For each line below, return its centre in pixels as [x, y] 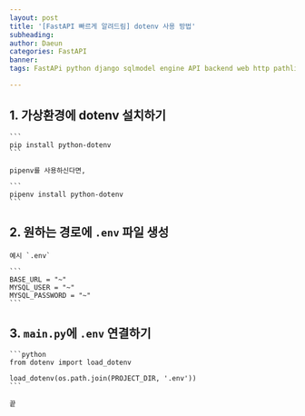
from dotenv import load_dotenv [70, 363]
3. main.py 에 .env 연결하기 [80, 333]
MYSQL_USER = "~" [42, 287]
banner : [24, 60]
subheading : [32, 35]
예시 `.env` [30, 255]
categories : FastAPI [49, 52]
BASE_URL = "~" [38, 279]
